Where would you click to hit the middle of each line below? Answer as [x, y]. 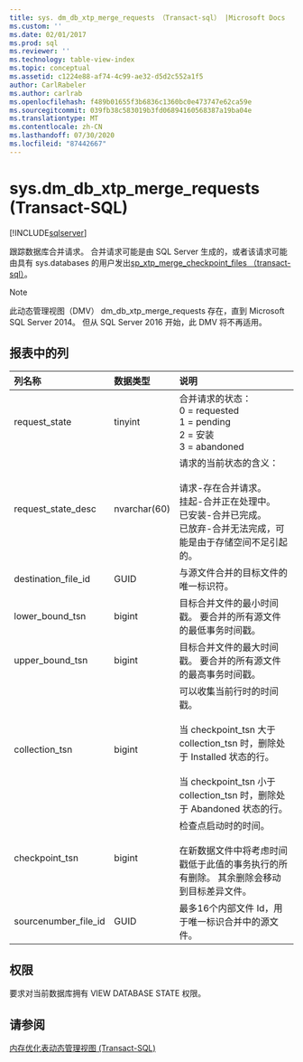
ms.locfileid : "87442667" [58, 144]
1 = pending [205, 421]
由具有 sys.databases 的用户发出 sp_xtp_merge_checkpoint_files [129, 262]
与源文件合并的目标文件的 [234, 572]
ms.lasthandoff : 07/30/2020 [62, 136]
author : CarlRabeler [48, 85]
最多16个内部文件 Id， [226, 907]
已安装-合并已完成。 [223, 514]
